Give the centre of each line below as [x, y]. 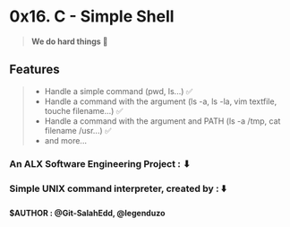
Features [34, 70]
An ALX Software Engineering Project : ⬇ [100, 163]
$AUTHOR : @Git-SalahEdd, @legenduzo [87, 214]
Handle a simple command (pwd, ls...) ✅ [119, 91]
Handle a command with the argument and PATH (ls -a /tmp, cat [162, 121]
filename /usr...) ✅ [78, 130]
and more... [66, 140]
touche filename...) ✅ [84, 110]
